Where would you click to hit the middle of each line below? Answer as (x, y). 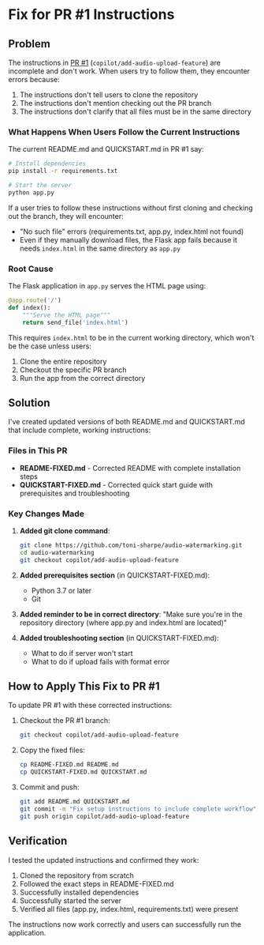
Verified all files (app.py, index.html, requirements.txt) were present (129, 909)
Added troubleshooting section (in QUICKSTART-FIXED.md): (119, 638)
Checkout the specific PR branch (73, 370)
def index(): (30, 307)
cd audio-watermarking (57, 552)
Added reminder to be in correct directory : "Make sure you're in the (131, 614)
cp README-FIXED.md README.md (69, 765)
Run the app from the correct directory (82, 378)
